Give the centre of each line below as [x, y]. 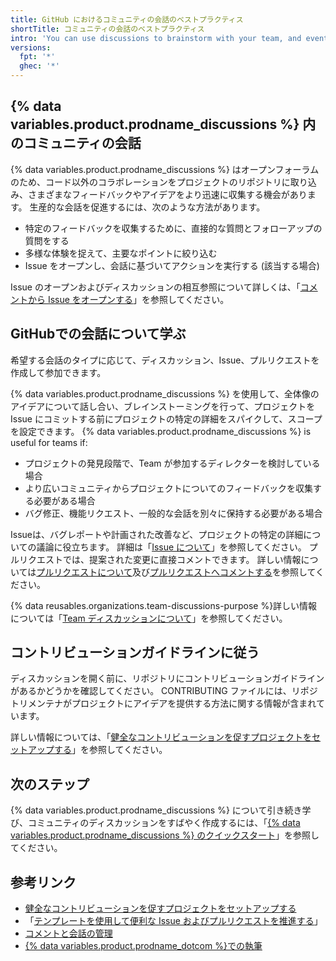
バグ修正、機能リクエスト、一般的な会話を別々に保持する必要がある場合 [173, 513]
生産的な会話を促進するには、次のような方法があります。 [147, 207]
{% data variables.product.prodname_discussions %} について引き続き [156, 810]
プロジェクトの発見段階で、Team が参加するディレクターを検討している [172, 463]
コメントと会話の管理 [68, 933]
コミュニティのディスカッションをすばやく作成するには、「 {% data [164, 823]
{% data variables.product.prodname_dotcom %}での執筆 [143, 946]
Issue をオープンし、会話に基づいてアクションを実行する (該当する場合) [172, 265]
